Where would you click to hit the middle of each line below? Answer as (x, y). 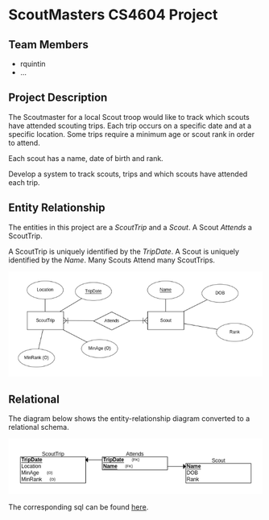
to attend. (24, 142)
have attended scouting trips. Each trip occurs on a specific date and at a (130, 126)
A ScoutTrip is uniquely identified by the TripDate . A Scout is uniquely (124, 251)
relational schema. (39, 427)
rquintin (33, 64)
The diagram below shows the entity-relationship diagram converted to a (129, 419)
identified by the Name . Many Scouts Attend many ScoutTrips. (112, 260)
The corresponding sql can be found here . (79, 507)
